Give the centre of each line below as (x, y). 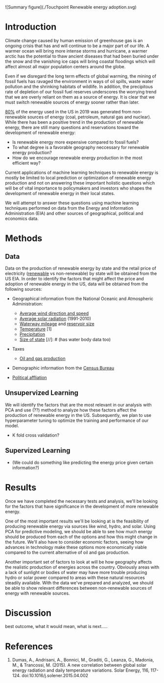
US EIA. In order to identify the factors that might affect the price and (75, 278)
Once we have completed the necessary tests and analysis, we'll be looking (82, 501)
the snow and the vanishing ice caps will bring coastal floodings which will (80, 61)
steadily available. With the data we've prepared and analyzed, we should (79, 583)
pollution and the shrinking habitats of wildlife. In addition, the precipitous (79, 86)
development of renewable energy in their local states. (60, 193)
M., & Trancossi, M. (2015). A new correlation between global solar (79, 665)
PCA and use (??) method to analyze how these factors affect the (71, 410)
